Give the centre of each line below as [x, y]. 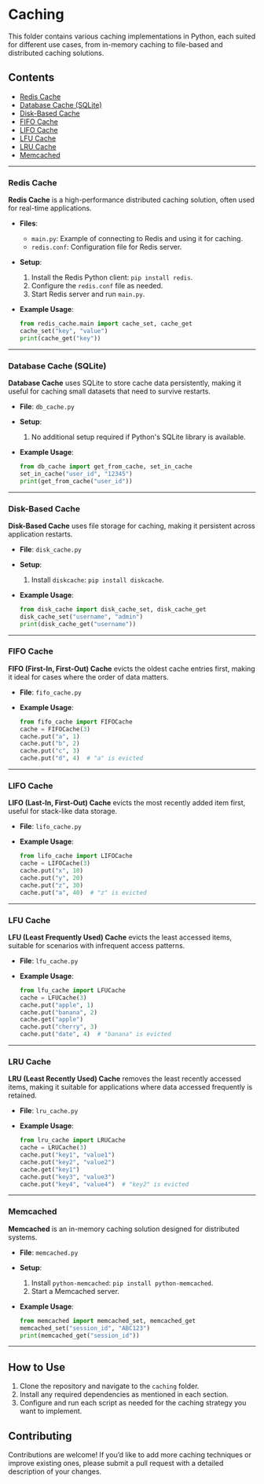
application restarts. [40, 534]
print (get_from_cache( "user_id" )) [76, 481]
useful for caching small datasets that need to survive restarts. [109, 391]
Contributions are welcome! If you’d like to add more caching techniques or [130, 1455]
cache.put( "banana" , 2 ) [59, 1012]
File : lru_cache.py [49, 1111]
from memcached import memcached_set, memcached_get [108, 1321]
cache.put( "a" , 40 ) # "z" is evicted [83, 892]
